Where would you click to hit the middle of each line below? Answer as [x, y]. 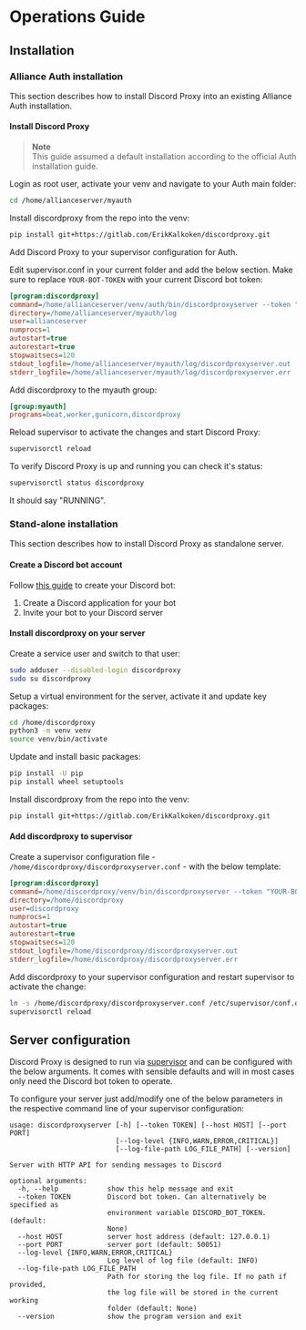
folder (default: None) [152, 1309]
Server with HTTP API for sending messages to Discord [116, 1165]
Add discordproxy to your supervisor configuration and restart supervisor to [152, 977]
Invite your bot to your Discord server [93, 612]
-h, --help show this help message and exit [126, 1189]
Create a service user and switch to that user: [95, 653]
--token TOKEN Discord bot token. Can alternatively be [142, 1197]
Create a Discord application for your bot [99, 602]
